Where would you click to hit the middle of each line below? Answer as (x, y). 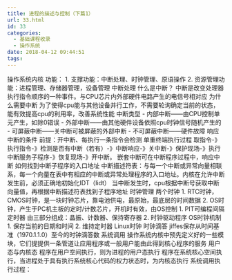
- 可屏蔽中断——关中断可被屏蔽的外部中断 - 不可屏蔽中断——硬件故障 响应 (113, 131)
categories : (24, 33)
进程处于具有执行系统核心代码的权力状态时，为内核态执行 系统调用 (120, 261)
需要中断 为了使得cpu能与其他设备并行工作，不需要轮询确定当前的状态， (116, 105)
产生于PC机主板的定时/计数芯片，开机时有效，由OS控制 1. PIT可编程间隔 (122, 209)
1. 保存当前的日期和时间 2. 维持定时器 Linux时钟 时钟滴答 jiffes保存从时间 (110, 226)
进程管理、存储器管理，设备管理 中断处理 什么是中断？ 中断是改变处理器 (122, 88)
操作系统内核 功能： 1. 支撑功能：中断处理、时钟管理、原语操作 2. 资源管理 (113, 79)
